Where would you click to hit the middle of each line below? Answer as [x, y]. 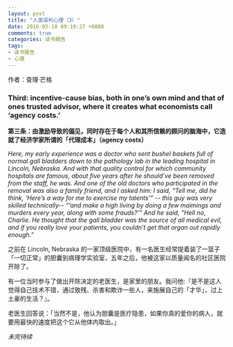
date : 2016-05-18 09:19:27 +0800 [56, 26]
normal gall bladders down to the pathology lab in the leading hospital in [112, 161]
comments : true [30, 33]
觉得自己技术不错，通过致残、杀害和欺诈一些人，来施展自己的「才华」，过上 [115, 290]
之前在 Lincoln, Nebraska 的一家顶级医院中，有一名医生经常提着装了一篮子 [114, 249]
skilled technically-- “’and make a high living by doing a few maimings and [114, 205]
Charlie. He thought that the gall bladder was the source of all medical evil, [115, 220]
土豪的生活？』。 [31, 298]
